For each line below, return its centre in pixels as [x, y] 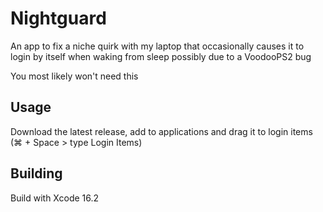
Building [36, 173]
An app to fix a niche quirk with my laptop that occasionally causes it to [157, 46]
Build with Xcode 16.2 [55, 198]
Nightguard [58, 18]
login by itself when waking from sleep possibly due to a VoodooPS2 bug [161, 56]
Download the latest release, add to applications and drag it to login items [161, 131]
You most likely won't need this [74, 76]
